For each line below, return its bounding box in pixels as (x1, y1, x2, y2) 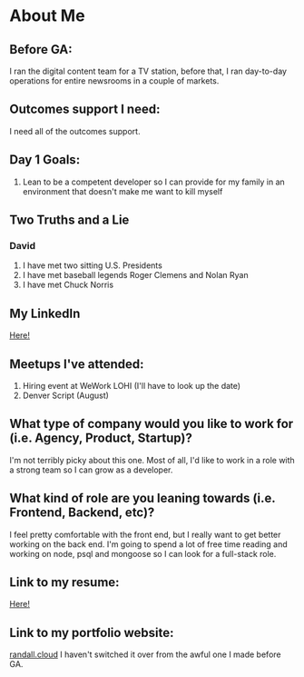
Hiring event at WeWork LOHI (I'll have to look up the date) (22, 380, 241, 391)
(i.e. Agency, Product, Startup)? (9, 431, 192, 446)
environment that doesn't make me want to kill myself (22, 185, 223, 196)
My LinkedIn (9, 305, 81, 321)
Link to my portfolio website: (9, 624, 174, 641)
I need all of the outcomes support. (9, 125, 141, 136)
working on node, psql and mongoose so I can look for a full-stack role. (9, 548, 277, 559)
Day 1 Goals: (9, 152, 81, 168)
